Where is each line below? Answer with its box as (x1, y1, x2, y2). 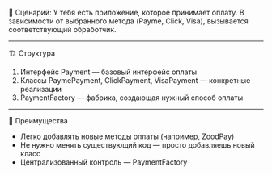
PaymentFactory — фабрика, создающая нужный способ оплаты (19, 93, 244, 102)
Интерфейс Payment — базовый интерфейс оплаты (19, 67, 198, 77)
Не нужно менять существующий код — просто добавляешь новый (19, 140, 255, 149)
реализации (19, 85, 62, 94)
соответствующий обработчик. (8, 25, 117, 34)
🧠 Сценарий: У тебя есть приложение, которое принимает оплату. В (8, 8, 244, 17)
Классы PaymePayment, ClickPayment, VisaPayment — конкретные (19, 76, 251, 85)
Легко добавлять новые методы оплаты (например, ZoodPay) (19, 131, 235, 141)
